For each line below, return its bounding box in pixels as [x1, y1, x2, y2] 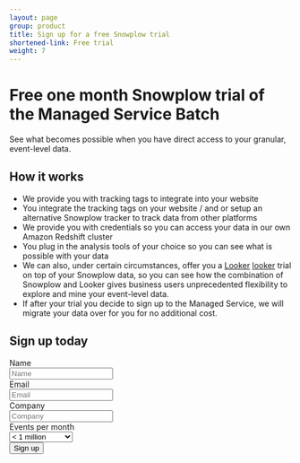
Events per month [9, 421, 74, 432]
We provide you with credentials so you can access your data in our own [21, 222, 291, 232]
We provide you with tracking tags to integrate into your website [21, 193, 260, 204]
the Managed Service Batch [9, 104, 220, 125]
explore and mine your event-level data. [21, 288, 169, 299]
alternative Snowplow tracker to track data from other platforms [21, 212, 258, 223]
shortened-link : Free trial [9, 38, 115, 48]
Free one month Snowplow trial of [9, 85, 266, 106]
